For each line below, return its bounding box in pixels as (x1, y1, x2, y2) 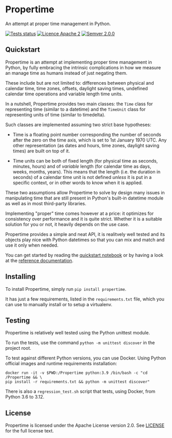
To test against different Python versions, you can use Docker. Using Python (5, 355, 166, 361)
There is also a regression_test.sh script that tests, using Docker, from (5, 388, 156, 394)
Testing (5, 316, 30, 325)
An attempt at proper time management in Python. (5, 21, 111, 27)
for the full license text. (5, 428, 54, 434)
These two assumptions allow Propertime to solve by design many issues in (5, 189, 165, 195)
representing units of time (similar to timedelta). (5, 111, 106, 117)
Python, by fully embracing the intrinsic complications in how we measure (5, 64, 161, 70)
